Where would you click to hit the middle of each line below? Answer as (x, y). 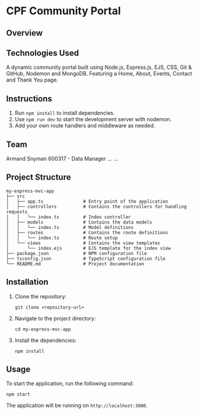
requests (17, 212)
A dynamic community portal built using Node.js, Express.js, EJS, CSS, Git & (99, 67)
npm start (18, 394)
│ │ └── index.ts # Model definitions (70, 227)
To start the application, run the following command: (70, 383)
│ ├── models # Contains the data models (79, 222)
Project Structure (39, 177)
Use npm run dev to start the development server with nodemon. (93, 120)
